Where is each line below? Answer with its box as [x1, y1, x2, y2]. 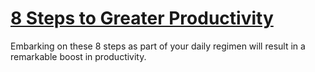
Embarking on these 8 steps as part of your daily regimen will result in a [10, 40, 306, 52]
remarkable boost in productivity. [10, 50, 147, 62]
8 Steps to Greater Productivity [10, 7, 274, 30]
